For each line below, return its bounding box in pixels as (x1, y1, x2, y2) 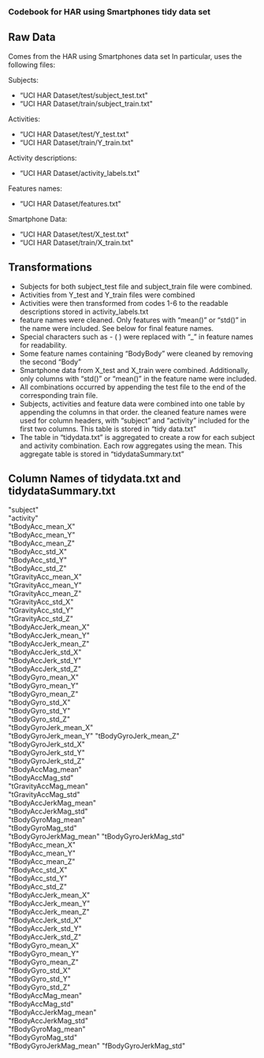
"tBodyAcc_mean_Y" (8, 531, 76, 540)
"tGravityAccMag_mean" (8, 781, 89, 791)
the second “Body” (19, 357, 81, 367)
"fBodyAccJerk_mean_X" (8, 890, 91, 900)
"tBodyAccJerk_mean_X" (8, 622, 91, 632)
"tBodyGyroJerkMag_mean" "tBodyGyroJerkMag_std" (8, 832, 185, 841)
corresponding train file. (19, 390, 99, 400)
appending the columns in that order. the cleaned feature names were (19, 407, 247, 416)
